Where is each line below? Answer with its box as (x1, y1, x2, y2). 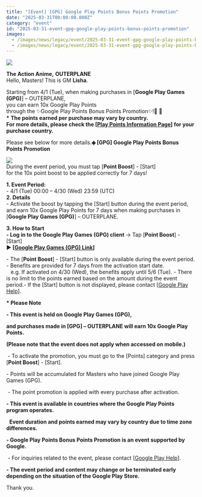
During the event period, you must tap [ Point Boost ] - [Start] (6, 163, 156, 170)
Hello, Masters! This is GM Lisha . (6, 77, 88, 84)
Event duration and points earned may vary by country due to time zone (8, 418, 192, 425)
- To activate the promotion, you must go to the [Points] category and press (7, 352, 195, 359)
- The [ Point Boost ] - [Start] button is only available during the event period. (6, 255, 195, 263)
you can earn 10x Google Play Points (6, 101, 97, 108)
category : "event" (6, 20, 52, 26)
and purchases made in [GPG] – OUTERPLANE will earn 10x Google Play (6, 322, 188, 330)
